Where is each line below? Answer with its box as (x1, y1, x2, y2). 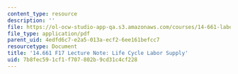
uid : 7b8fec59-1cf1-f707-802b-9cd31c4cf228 (7, 56, 138, 63)
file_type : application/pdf (7, 30, 91, 37)
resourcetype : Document (7, 43, 78, 50)
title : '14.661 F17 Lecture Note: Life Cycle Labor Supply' (7, 50, 189, 57)
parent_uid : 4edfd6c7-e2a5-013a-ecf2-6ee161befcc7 (7, 37, 160, 44)
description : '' (7, 17, 55, 24)
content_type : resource (7, 10, 78, 18)
